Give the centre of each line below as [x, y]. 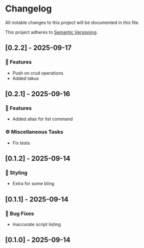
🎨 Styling [16, 173]
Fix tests [21, 143]
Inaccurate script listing [36, 224]
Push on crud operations [38, 73]
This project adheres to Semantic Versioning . [51, 32]
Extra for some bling [33, 184]
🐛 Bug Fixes [19, 214]
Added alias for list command [42, 119]
